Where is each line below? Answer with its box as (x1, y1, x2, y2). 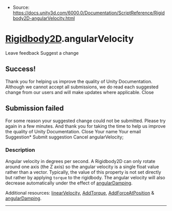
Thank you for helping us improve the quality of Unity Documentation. (5, 78, 153, 84)
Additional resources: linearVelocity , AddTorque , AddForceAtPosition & (5, 190, 155, 196)
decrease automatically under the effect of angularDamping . (5, 180, 133, 186)
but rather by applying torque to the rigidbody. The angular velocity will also (5, 174, 165, 180)
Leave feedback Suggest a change (5, 50, 79, 56)
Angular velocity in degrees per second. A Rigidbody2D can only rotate (5, 158, 156, 164)
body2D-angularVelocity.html (12, 15, 75, 21)
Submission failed (5, 104, 64, 113)
